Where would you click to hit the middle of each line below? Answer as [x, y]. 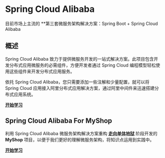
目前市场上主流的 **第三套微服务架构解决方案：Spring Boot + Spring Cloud [82, 23]
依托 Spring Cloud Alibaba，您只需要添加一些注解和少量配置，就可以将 [77, 82]
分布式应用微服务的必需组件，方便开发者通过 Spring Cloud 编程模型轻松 [82, 65]
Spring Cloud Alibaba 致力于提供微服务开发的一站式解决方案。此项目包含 [80, 59]
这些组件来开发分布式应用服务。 [42, 71]
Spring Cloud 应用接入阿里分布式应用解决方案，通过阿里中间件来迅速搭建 [80, 88]
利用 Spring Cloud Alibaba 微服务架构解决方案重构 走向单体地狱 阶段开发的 [81, 133]
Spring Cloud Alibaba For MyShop [59, 121]
